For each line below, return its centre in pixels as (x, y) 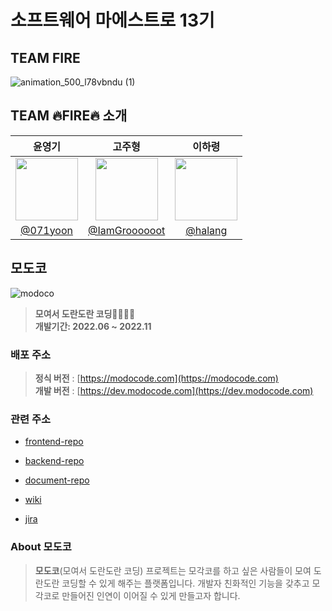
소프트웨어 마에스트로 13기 (112, 20)
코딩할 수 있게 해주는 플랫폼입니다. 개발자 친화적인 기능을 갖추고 (185, 583)
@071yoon (46, 230)
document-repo (57, 480)
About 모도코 (41, 547)
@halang (206, 230)
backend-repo (54, 461)
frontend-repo (54, 442)
